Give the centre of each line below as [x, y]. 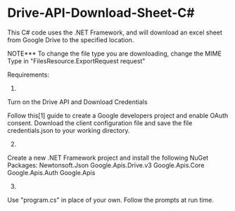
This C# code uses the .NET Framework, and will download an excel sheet [115, 32]
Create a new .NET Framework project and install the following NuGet [108, 158]
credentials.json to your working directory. [69, 130]
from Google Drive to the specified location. [71, 39]
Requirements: [28, 75]
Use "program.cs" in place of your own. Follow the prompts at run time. [111, 200]
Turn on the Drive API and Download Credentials [77, 102]
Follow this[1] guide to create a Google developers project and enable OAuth [118, 115]
